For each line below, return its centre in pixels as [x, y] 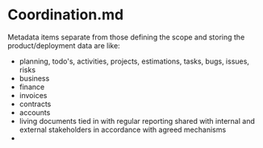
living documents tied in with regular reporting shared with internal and [137, 121]
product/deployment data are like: [64, 45]
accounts [35, 112]
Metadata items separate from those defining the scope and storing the [126, 37]
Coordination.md [66, 15]
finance [32, 87]
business [34, 78]
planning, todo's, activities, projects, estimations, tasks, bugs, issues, [134, 61]
